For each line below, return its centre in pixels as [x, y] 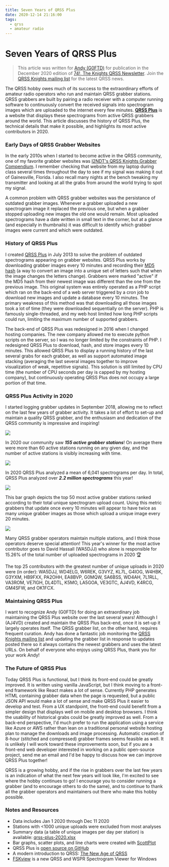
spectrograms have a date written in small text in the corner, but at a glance [84, 220]
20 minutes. [18, 519]
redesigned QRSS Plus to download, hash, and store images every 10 [77, 345]
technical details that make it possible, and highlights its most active [76, 126]
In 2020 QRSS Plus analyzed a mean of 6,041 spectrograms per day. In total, [84, 473]
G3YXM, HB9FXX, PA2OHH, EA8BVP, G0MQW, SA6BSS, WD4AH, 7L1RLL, [82, 577]
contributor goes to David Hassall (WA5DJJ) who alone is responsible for [81, 549]
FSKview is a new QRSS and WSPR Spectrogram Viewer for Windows [85, 859]
